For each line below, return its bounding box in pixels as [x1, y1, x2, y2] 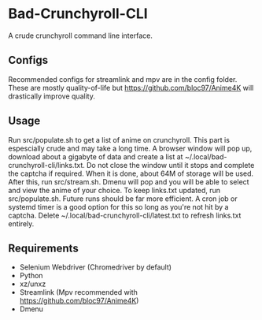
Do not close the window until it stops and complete [86, 160, 255, 169]
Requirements [8, 241, 79, 255]
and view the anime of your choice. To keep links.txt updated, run [8, 185, 221, 195]
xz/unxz [19, 279, 46, 288]
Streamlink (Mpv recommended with [19, 288, 138, 297]
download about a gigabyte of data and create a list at [8, 151, 183, 162]
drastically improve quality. [8, 91, 96, 101]
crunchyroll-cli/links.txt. [8, 160, 85, 169]
